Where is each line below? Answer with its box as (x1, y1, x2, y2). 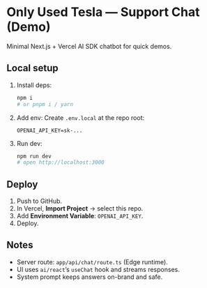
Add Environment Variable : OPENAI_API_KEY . (16, 212, 144, 220)
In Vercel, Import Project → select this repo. (16, 204, 144, 213)
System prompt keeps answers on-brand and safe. (16, 273, 163, 281)
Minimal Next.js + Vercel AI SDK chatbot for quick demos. (6, 42, 172, 50)
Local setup (6, 62, 59, 74)
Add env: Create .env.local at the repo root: (16, 113, 144, 122)
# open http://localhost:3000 (16, 159, 105, 166)
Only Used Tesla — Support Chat (6, 4, 200, 20)
